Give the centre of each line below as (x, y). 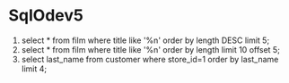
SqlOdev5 (46, 16)
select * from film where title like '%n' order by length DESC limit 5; (145, 40)
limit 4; (34, 69)
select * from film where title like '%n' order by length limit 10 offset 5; (150, 49)
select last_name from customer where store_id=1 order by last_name (150, 59)
